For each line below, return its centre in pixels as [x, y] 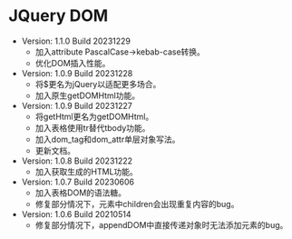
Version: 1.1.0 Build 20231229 [76, 41]
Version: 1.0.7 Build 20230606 [78, 182]
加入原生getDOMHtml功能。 [88, 95]
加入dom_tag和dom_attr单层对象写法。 [107, 139]
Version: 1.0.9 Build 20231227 [77, 105]
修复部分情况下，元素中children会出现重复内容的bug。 [137, 204]
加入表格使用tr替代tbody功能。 [92, 127]
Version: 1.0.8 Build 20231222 [77, 161]
